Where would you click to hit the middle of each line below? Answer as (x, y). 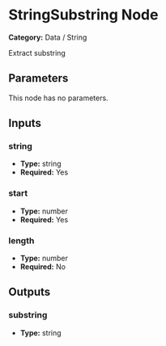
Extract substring (37, 53)
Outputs (30, 292)
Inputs (25, 123)
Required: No (43, 267)
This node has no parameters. (58, 98)
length (21, 240)
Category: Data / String (48, 37)
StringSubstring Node (83, 15)
